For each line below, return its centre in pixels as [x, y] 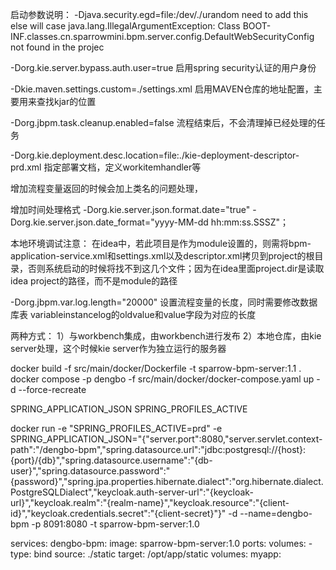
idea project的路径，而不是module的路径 [94, 281]
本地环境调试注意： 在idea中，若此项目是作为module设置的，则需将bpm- [161, 243]
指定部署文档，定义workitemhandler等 [122, 167]
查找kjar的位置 [66, 101]
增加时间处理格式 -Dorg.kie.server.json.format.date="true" [130, 209]
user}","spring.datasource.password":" [90, 471]
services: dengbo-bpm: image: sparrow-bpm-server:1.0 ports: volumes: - [161, 543]
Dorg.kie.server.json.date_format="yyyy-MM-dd [109, 222]
